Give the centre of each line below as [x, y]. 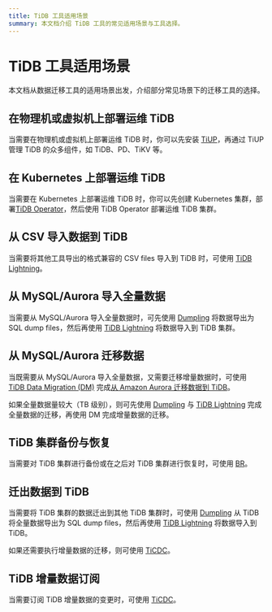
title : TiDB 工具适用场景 [49, 16]
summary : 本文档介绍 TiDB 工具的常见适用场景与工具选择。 [96, 24]
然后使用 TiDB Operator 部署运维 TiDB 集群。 [146, 209]
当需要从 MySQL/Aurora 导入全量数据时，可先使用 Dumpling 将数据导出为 [131, 317]
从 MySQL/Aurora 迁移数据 [76, 356]
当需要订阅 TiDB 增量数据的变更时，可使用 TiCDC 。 [95, 599]
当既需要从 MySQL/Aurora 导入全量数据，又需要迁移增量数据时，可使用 [128, 377]
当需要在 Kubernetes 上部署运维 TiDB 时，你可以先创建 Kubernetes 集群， [132, 199]
